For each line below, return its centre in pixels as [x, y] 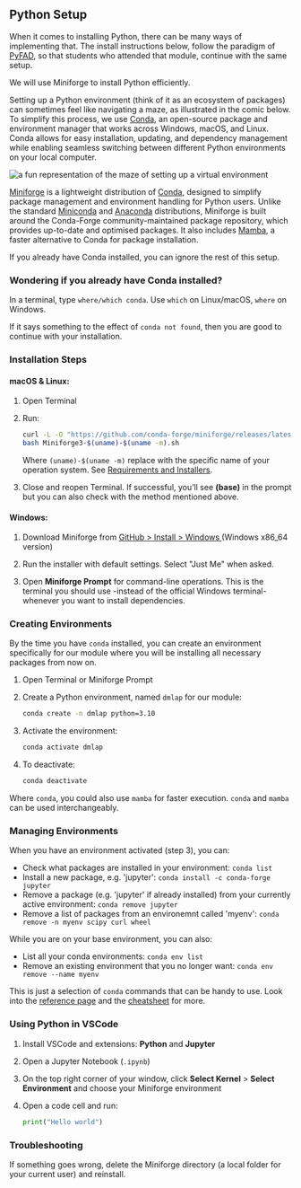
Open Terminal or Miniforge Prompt [88, 680]
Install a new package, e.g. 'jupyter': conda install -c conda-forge [146, 877]
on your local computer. [53, 157]
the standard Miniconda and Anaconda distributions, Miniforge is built [138, 211]
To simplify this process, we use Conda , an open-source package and [139, 119]
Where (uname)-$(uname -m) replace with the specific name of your [146, 460]
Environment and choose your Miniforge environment [122, 1088]
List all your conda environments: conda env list [113, 956]
